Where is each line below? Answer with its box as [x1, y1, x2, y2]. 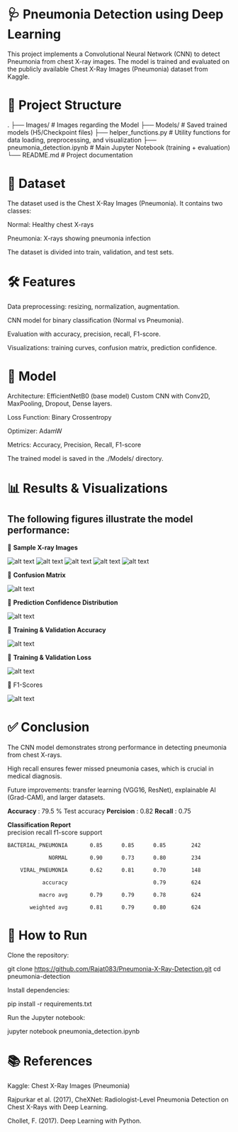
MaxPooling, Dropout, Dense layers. [7, 399, 113, 408]
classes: [7, 206, 32, 215]
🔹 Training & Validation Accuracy [7, 625, 106, 634]
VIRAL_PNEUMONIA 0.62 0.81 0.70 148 [20, 866, 201, 873]
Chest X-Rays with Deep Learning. [7, 1102, 108, 1111]
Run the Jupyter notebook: [7, 1013, 86, 1021]
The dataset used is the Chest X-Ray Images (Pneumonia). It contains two [7, 198, 223, 207]
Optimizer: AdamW [7, 427, 62, 435]
